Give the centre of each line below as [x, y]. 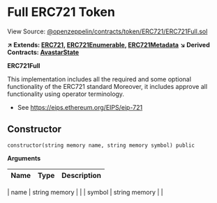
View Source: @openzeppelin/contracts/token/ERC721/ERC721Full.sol [107, 31]
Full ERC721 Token [61, 12]
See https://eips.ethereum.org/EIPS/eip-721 [80, 107]
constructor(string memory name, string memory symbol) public [101, 145]
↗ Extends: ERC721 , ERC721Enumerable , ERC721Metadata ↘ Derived [109, 44]
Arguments [24, 158]
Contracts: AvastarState [43, 52]
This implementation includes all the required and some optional [99, 79]
